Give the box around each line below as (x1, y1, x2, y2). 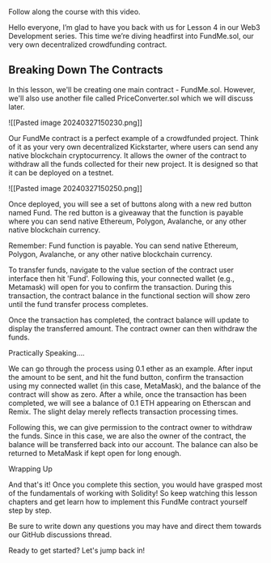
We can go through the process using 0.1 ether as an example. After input (8, 364, 253, 373)
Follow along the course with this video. (8, 7, 141, 16)
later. (8, 101, 26, 112)
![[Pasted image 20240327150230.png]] (8, 117, 143, 127)
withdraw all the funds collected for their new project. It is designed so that (8, 159, 259, 168)
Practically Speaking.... (8, 348, 85, 357)
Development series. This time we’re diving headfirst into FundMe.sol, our (8, 32, 255, 41)
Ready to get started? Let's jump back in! (8, 545, 146, 555)
